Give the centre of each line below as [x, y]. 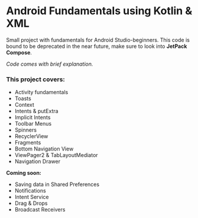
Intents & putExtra [36, 111]
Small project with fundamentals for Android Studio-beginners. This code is [98, 40]
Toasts [23, 98]
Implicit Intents [33, 117]
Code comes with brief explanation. [50, 64]
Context [24, 105]
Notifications [30, 191]
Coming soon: [24, 173]
